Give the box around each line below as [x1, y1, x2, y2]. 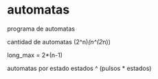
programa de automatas [7, 25, 76, 33]
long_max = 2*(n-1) [7, 50, 63, 59]
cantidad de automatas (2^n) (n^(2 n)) [7, 37, 111, 46]
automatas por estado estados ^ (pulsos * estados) [7, 64, 152, 72]
